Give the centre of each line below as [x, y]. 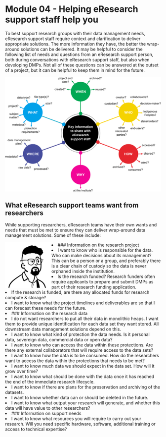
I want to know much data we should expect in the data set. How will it [83, 366]
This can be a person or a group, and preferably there [106, 261]
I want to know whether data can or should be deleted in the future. [80, 398]
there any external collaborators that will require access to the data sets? [79, 350]
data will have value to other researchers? [48, 408]
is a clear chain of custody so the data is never [99, 266]
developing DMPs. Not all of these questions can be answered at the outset [82, 65]
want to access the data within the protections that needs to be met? [75, 361]
